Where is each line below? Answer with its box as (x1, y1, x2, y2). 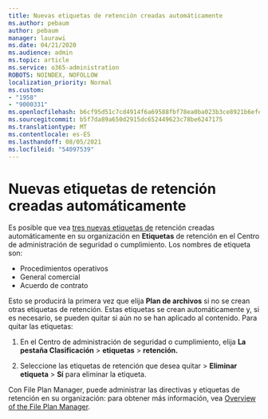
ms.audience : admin (8, 49, 73, 57)
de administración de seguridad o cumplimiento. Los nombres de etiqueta (8, 240, 251, 250)
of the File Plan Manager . (8, 402, 90, 412)
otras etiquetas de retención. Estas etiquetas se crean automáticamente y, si (8, 305, 260, 314)
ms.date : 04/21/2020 (8, 42, 77, 49)
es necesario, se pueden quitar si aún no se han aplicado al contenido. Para (8, 313, 258, 323)
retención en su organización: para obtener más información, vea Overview (8, 393, 257, 403)
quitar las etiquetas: (8, 322, 73, 331)
